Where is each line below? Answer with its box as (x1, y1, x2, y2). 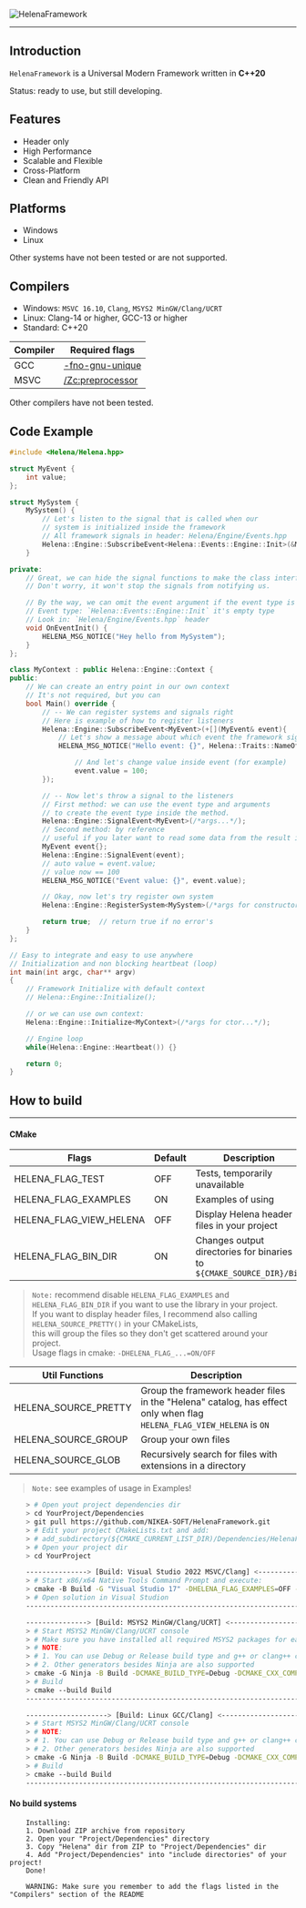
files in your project (195, 1220, 278, 1233)
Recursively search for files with (140, 1448, 278, 1461)
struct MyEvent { (9, 464, 76, 473)
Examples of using (195, 1193, 275, 1206)
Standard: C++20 (22, 322, 88, 333)
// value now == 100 (42, 868, 120, 877)
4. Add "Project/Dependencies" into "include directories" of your (25, 1850, 287, 1859)
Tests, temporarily (195, 1167, 273, 1180)
